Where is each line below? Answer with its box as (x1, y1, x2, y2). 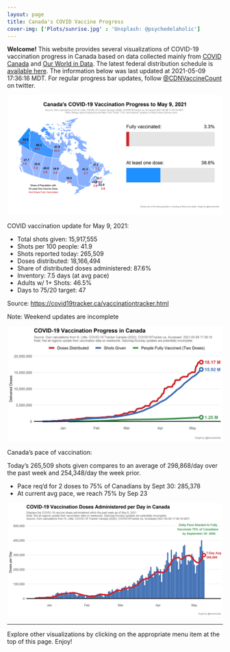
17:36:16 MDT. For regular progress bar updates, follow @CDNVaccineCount (7, 74, 222, 82)
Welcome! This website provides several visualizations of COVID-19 (7, 45, 199, 53)
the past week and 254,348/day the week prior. (7, 468, 142, 477)
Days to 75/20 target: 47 (16, 286, 86, 294)
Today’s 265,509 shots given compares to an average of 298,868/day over (7, 461, 218, 469)
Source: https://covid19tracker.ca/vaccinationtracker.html (7, 299, 169, 308)
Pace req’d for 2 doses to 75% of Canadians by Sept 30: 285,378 (16, 481, 201, 490)
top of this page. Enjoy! (7, 638, 73, 646)
